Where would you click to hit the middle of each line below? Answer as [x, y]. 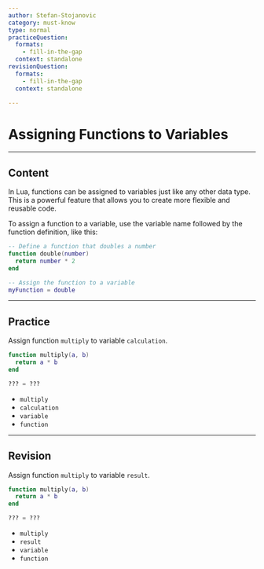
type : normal [29, 30]
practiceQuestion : [38, 37]
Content [29, 173]
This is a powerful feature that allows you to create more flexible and [119, 200]
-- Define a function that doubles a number [82, 247]
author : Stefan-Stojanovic [52, 15]
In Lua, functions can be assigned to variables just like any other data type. [130, 192]
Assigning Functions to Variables [118, 134]
